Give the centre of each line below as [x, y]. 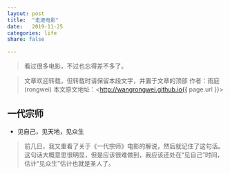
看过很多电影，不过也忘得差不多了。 [76, 66]
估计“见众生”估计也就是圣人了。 [69, 163]
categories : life [32, 33]
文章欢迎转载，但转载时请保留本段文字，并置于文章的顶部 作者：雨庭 [122, 81]
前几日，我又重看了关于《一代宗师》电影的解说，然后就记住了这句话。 [124, 146]
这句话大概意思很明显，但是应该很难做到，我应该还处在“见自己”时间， [124, 155]
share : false [26, 40]
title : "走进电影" [33, 20]
